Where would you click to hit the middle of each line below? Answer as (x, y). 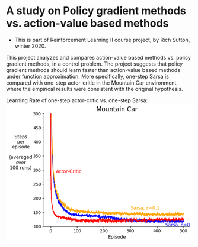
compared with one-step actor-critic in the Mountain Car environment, (92, 82)
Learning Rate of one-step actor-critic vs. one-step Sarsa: (77, 100)
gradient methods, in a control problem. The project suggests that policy (95, 64)
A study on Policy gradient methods (96, 11)
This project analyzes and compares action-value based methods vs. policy (98, 57)
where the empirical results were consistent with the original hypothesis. (95, 89)
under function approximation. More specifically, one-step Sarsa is (87, 76)
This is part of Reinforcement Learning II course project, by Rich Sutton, (102, 40)
